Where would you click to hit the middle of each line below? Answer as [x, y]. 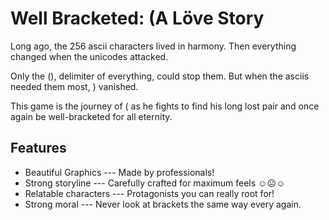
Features [38, 148]
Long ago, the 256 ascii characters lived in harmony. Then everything [153, 46]
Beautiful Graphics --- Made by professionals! [119, 172]
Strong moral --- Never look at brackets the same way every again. [163, 204]
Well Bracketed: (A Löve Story [137, 18]
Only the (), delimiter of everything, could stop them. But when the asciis [160, 76]
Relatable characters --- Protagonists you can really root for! [149, 193]
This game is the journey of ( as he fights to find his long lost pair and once [165, 106]
